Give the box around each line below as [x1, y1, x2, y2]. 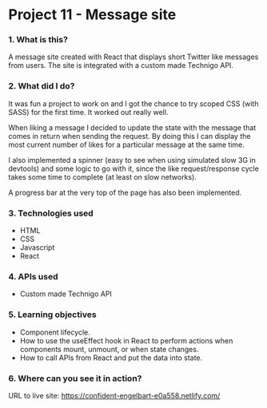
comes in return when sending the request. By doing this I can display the [8, 131, 251, 141]
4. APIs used [8, 271, 58, 282]
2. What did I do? [8, 81, 75, 92]
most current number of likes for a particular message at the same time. [8, 140, 245, 149]
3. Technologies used [8, 208, 94, 219]
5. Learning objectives [8, 309, 98, 320]
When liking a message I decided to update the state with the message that [8, 122, 257, 133]
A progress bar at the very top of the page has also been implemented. [8, 188, 242, 197]
